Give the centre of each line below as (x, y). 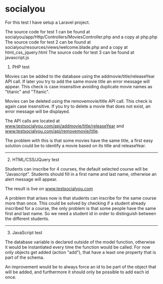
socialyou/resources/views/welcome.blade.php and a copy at (66, 47)
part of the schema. (25, 257)
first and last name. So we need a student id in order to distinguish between (81, 213)
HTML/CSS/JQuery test (36, 159)
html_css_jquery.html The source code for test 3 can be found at (70, 52)
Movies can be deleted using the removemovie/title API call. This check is (79, 101)
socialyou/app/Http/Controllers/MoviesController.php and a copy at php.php (81, 37)
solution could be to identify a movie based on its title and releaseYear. (76, 145)
